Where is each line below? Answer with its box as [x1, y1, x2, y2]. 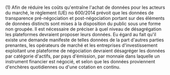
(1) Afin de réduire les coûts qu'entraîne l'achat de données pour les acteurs [5, 5, 165, 10]
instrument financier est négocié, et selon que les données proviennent [5, 59, 156, 64]
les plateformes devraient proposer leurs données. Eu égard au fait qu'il [5, 32, 157, 37]
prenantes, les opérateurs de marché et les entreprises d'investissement [5, 42, 158, 48]
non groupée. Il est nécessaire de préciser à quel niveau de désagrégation [5, 26, 162, 32]
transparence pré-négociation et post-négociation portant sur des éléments [5, 15, 165, 21]
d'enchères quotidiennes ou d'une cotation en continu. [5, 64, 121, 70]
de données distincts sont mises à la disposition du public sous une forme [5, 20, 161, 27]
